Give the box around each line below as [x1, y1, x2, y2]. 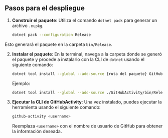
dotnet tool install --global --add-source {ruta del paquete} [12, 71, 147, 76]
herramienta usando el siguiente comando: [12, 104, 101, 110]
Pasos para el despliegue [5, 4, 85, 12]
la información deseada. [12, 128, 62, 134]
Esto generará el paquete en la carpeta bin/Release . [5, 41, 112, 47]
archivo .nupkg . [12, 22, 44, 28]
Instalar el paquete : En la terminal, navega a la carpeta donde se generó [12, 51, 162, 57]
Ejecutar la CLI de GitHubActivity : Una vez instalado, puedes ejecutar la [12, 99, 162, 105]
